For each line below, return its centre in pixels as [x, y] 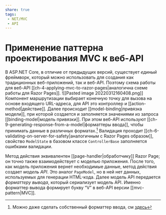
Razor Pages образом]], [128, 136]
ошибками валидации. [29, 146]
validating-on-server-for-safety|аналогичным [52, 136]
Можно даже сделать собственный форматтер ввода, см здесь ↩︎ [82, 207]
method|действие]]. [26, 109]
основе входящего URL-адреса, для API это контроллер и [66, 104]
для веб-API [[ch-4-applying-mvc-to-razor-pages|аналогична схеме [76, 88]
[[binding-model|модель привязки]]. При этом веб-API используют [76, 120]
